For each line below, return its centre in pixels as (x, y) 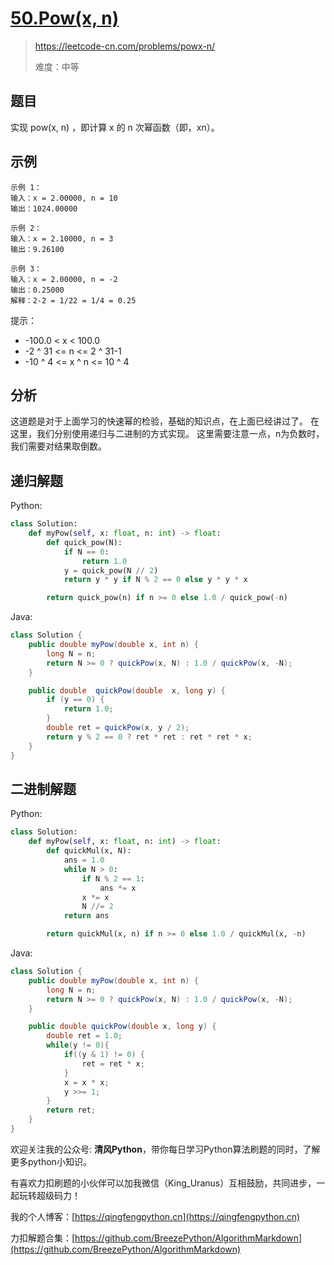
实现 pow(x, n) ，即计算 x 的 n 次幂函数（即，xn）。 (115, 127)
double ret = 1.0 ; (84, 1036)
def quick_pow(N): (84, 542)
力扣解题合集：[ (43, 1238)
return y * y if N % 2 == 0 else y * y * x (155, 580)
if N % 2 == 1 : (113, 878)
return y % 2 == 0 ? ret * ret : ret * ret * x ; (149, 737)
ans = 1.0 (84, 860)
